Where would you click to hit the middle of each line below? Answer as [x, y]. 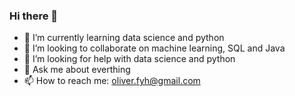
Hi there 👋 [34, 16]
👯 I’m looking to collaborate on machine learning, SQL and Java [154, 48]
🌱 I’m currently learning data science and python [124, 38]
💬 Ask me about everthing [77, 70]
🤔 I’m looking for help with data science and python [129, 59]
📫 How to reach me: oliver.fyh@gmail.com [112, 81]
